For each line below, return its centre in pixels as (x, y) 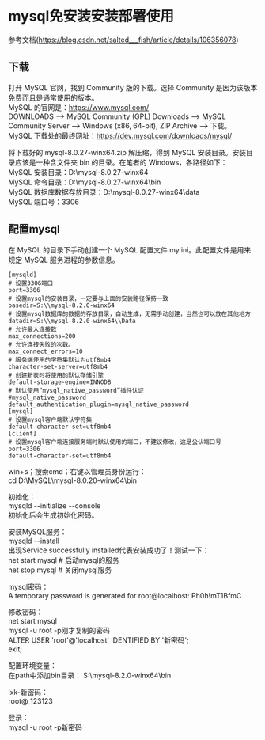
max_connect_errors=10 (45, 351)
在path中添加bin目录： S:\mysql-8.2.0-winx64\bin (90, 675)
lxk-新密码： (28, 692)
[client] (23, 433)
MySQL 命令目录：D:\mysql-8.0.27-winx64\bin (85, 182)
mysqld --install (34, 541)
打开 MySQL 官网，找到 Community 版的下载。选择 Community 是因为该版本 (133, 87)
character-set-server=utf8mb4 (58, 366)
